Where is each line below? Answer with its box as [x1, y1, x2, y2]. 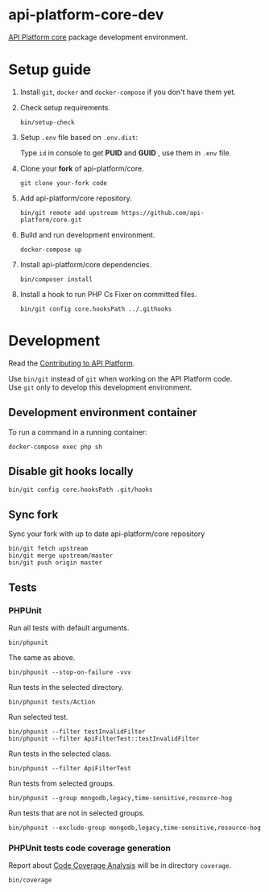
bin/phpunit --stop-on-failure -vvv [8, 668, 131, 676]
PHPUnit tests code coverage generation [8, 842, 172, 853]
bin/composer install [19, 275, 93, 283]
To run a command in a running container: [8, 427, 147, 436]
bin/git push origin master [8, 559, 103, 567]
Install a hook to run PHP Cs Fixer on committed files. [19, 289, 197, 299]
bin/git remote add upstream [19, 209, 118, 217]
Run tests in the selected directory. [8, 682, 124, 692]
